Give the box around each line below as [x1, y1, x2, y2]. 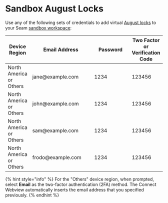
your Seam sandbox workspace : [5, 24, 72, 30]
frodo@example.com [32, 153, 81, 160]
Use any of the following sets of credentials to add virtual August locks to [5, 19, 156, 25]
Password [98, 46, 123, 53]
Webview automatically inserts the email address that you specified [5, 186, 144, 192]
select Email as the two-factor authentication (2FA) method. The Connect [5, 181, 156, 187]
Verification [131, 49, 160, 56]
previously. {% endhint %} [5, 192, 59, 198]
